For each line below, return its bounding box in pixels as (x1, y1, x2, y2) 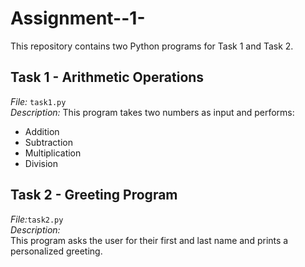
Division (24, 157, 58, 169)
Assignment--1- (10, 7, 146, 30)
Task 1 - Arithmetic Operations (10, 69, 205, 86)
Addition (24, 125, 60, 137)
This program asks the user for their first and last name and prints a (10, 234, 289, 246)
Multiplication (24, 147, 82, 159)
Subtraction (24, 136, 73, 148)
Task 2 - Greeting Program (10, 187, 178, 204)
